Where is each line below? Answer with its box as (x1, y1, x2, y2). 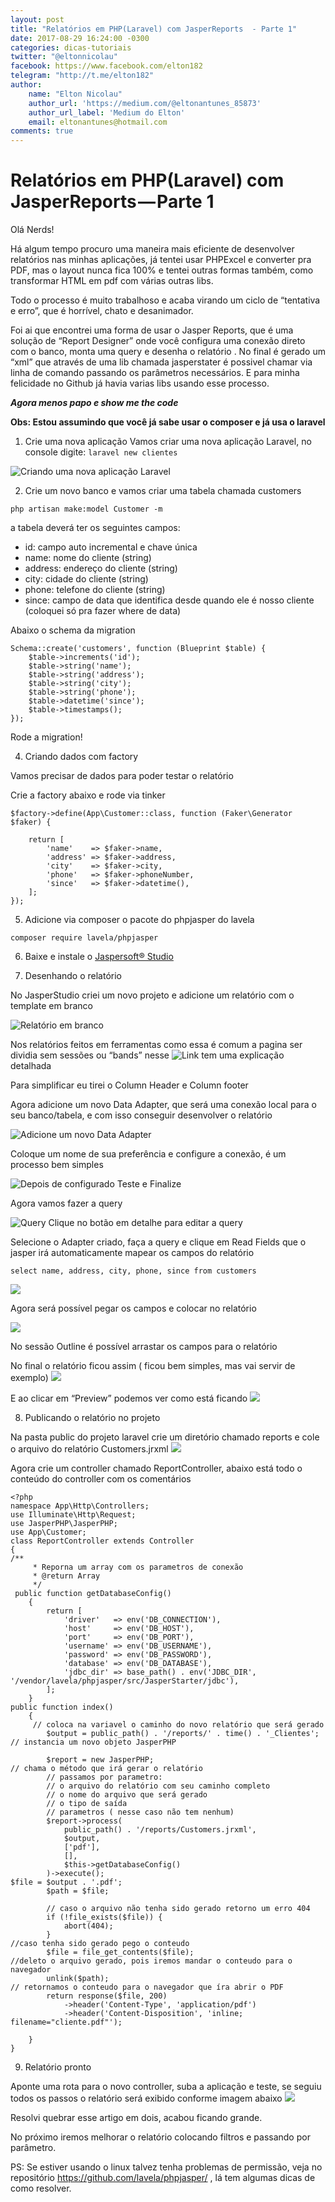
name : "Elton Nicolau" (28, 89, 123, 99)
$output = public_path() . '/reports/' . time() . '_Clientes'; (46, 1729, 320, 1739)
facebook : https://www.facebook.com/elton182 (10, 61, 203, 71)
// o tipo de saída (46, 1799, 128, 1809)
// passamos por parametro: (46, 1772, 163, 1783)
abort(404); (63, 1921, 114, 1931)
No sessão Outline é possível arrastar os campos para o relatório (10, 1341, 278, 1353)
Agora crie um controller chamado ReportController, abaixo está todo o (10, 1462, 303, 1475)
